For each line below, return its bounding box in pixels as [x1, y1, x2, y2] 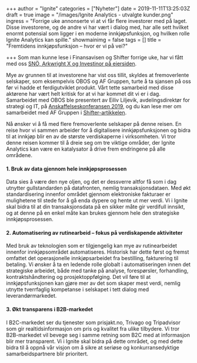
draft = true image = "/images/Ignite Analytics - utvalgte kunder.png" [6, 11, 173, 18]
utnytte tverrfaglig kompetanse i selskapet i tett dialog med [6, 286, 149, 293]
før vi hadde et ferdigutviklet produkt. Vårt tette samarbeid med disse [6, 84, 174, 91]
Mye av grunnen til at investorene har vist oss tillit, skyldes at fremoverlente [6, 72, 189, 78]
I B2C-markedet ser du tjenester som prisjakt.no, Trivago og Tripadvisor [6, 319, 181, 326]
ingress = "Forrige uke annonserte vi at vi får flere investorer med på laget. [6, 18, 187, 24]
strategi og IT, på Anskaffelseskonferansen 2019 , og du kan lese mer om [6, 103, 182, 109]
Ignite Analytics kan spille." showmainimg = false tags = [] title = [6, 36, 162, 43]
